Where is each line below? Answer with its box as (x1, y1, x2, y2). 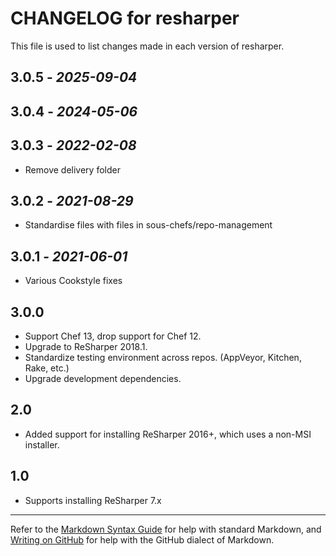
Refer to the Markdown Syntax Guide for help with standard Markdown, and (10, 523, 322, 535)
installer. (24, 438, 60, 451)
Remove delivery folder (24, 163, 121, 176)
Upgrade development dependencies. (24, 372, 182, 384)
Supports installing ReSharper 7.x (24, 494, 162, 506)
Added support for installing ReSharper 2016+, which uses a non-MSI (24, 428, 312, 440)
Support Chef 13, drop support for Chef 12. (24, 330, 202, 342)
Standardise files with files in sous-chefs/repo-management (24, 219, 273, 231)
